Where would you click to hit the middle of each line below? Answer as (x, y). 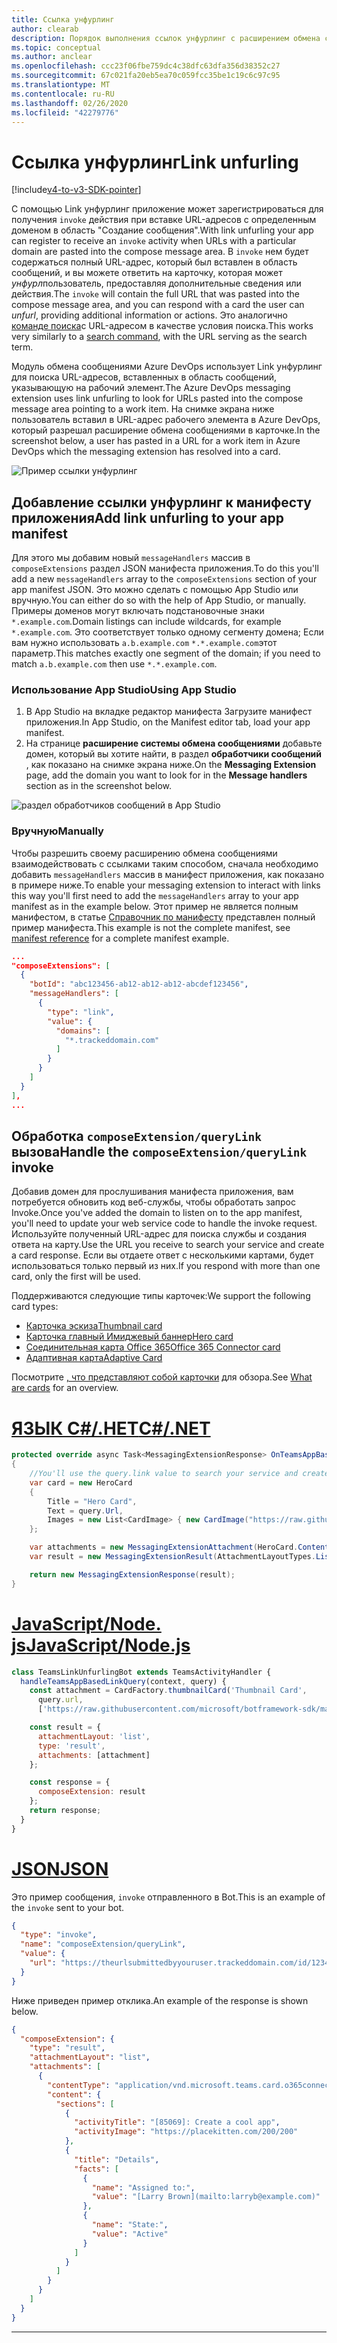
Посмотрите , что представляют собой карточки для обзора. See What (162, 1377)
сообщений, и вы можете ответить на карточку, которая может (147, 273)
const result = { (65, 1727)
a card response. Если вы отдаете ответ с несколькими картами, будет (162, 1255)
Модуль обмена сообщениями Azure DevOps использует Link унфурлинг (167, 367)
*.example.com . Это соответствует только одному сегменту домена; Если (167, 632)
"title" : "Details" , (117, 2159)
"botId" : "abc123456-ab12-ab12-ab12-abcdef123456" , (139, 984)
